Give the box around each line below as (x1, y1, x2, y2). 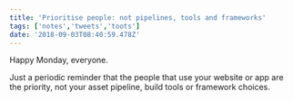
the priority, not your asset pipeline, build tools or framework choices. (9, 82, 270, 93)
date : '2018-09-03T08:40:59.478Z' (9, 30, 141, 39)
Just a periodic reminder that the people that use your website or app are (9, 72, 284, 83)
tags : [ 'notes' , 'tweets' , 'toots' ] (9, 22, 141, 31)
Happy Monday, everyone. (9, 55, 109, 66)
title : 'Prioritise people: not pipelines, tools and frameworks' (9, 13, 267, 23)
